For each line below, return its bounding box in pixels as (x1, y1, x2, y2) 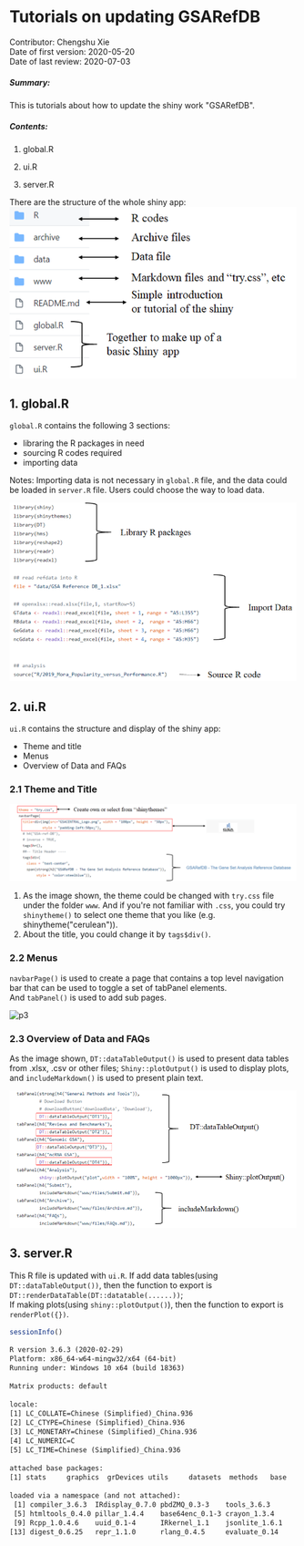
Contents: (9, 120, 48, 131)
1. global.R (9, 396, 70, 411)
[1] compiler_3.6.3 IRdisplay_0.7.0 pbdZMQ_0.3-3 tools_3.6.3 (13, 1500, 271, 1510)
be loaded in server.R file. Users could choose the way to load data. (9, 485, 266, 496)
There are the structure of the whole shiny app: (9, 196, 187, 207)
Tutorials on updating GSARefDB (9, 6, 261, 27)
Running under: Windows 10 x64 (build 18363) (9, 1363, 185, 1373)
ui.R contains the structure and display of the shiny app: (9, 723, 221, 735)
